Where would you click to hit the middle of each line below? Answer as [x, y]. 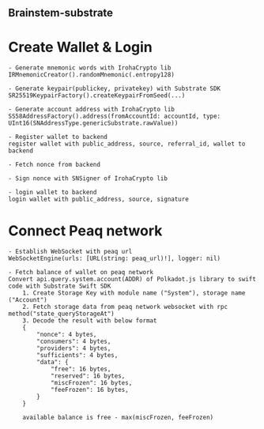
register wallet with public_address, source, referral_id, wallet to [127, 144]
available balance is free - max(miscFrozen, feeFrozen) [118, 418]
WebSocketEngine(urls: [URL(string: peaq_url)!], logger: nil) [115, 259]
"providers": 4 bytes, [74, 348]
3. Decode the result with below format [90, 321]
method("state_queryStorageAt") [61, 314]
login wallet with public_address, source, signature [99, 199]
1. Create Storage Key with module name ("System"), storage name [134, 293]
